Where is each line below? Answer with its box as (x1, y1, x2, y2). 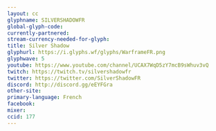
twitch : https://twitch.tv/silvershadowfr (7, 68, 132, 75)
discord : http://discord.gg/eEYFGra (7, 81, 113, 88)
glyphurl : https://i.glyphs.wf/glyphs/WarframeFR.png (7, 49, 166, 56)
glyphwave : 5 (7, 55, 45, 62)
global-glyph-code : (7, 23, 64, 30)
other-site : (7, 87, 42, 94)
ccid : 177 (7, 113, 36, 120)
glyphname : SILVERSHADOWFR (7, 17, 85, 24)
